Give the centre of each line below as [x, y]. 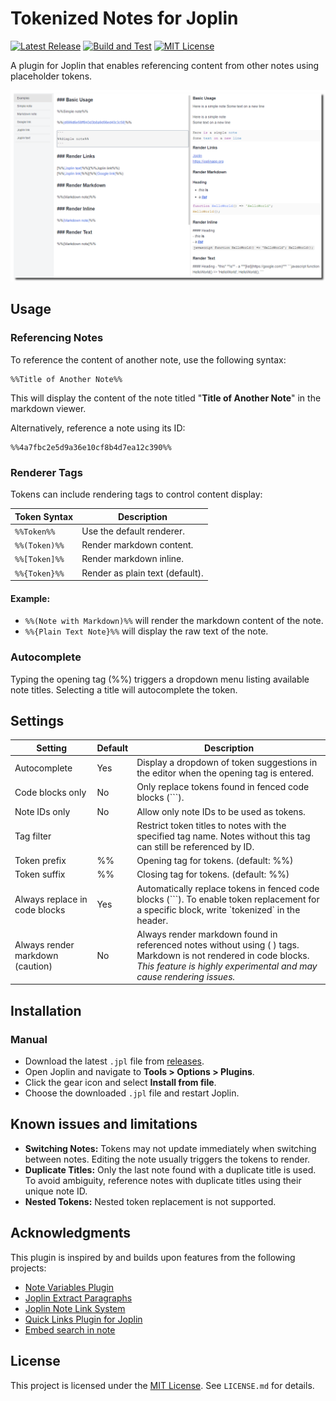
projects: [28, 1268]
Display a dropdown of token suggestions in [227, 763]
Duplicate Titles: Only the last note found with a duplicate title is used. [170, 1169]
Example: [30, 598]
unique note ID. [56, 1191]
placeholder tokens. [51, 76]
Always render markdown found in [207, 934]
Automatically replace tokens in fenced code [228, 888]
